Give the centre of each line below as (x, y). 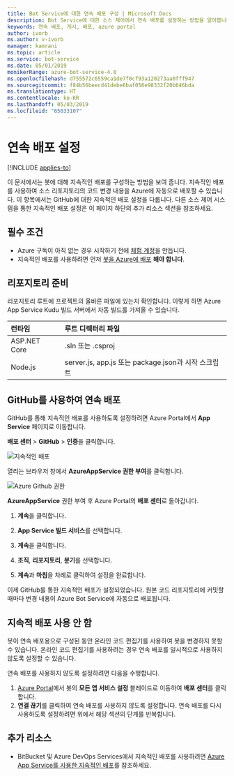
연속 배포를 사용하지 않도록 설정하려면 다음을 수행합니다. (84, 673)
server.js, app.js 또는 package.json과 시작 (131, 362)
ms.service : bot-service (43, 59)
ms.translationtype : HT (42, 91)
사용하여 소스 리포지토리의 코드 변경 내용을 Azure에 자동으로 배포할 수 (109, 191)
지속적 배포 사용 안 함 (49, 623)
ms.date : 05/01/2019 (37, 66)
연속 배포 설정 (44, 148)
